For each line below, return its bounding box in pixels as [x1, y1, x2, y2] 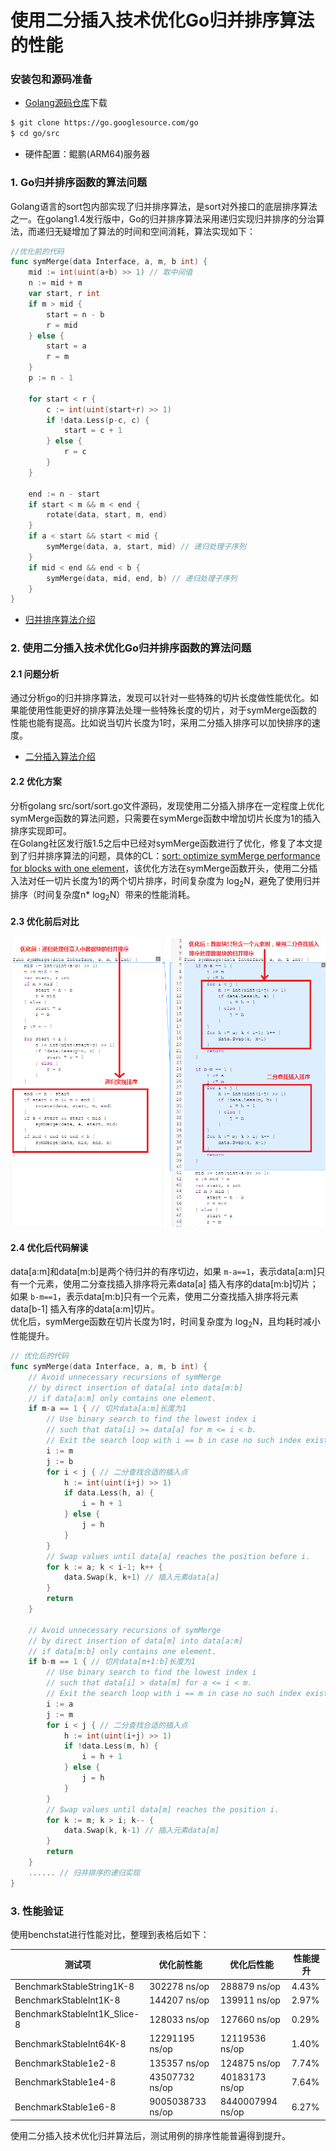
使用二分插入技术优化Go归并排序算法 [10, 9, 315, 32]
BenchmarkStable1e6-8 [14, 2101, 117, 2113]
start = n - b [46, 309, 105, 320]
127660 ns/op [220, 2013, 281, 2025]
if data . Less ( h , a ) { [63, 1488, 155, 1498]
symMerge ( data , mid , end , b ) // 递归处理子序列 [46, 573, 238, 583]
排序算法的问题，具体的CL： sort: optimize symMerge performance [44, 849, 321, 861]
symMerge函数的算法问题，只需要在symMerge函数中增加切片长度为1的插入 [10, 812, 321, 824]
